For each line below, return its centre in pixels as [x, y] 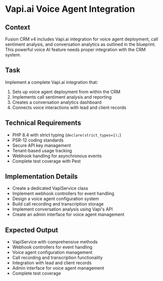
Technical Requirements [43, 123]
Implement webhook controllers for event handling [63, 194]
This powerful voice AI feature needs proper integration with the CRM [75, 50]
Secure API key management [41, 145]
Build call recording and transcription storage [58, 204]
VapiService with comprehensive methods [55, 242]
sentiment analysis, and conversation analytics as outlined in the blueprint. [81, 44]
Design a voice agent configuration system [55, 199]
